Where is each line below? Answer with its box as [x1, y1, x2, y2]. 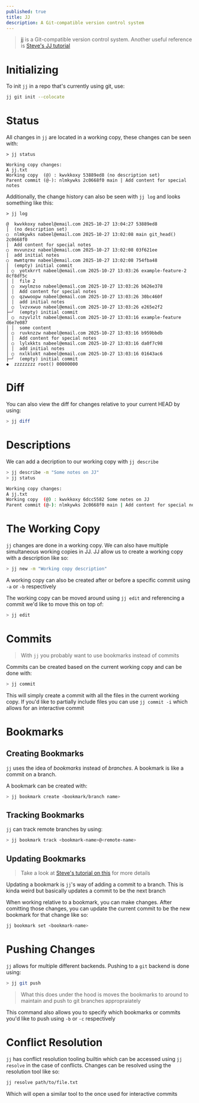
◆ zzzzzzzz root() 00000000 [6, 361, 78, 368]
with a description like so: [6, 554, 69, 562]
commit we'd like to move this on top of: [6, 600, 104, 608]
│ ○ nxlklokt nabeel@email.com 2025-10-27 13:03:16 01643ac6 [6, 351, 163, 357]
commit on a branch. [6, 770, 57, 777]
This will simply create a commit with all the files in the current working [6, 691, 179, 699]
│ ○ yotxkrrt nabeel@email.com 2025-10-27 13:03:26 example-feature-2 [6, 268, 187, 274]
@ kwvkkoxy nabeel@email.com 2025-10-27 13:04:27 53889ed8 [6, 221, 158, 227]
